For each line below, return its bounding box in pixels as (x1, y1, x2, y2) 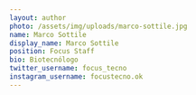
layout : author (9, 13, 67, 23)
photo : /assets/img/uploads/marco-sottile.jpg (9, 22, 188, 31)
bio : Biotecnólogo (9, 55, 79, 64)
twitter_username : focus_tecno (9, 64, 127, 73)
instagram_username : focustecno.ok (9, 72, 144, 81)
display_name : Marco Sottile (9, 38, 119, 48)
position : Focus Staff (9, 47, 95, 56)
